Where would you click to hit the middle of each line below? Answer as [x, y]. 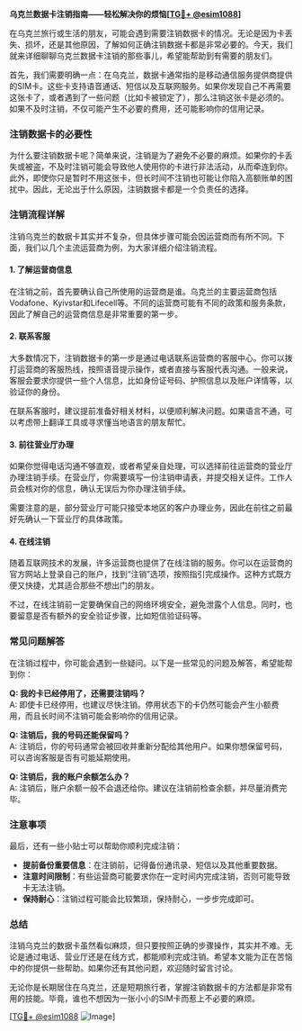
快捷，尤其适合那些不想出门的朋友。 [92, 585]
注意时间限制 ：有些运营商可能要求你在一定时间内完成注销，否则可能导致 [156, 876]
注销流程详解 [37, 215]
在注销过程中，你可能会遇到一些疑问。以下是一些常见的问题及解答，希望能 [147, 663]
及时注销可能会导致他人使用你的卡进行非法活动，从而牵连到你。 [174, 167]
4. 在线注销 [30, 541]
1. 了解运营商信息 [41, 270]
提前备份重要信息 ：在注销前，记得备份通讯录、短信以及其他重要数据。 [152, 865]
